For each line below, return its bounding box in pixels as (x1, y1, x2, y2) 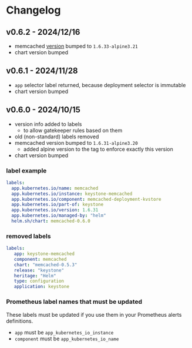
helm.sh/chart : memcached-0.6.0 (11, 218, 91, 224)
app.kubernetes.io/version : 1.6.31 (11, 207, 99, 213)
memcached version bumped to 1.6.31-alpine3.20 (14, 139, 138, 146)
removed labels (6, 232, 51, 240)
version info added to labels (14, 120, 82, 127)
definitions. (6, 317, 33, 324)
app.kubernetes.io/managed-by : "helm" (11, 213, 107, 218)
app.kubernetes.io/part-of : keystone (11, 201, 104, 208)
